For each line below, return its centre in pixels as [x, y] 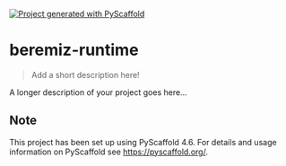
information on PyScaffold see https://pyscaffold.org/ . [109, 152]
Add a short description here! [86, 74]
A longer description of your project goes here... [98, 92]
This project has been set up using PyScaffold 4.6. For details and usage [143, 142]
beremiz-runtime [74, 50]
